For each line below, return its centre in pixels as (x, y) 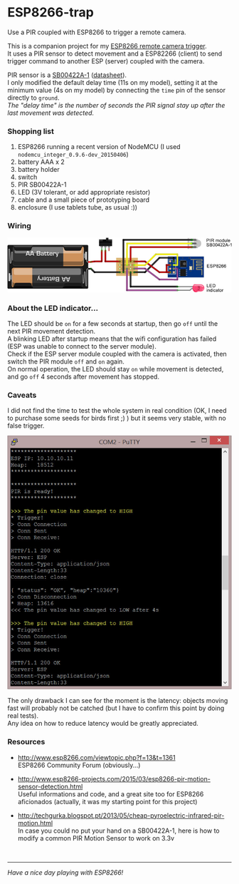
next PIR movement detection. (52, 331)
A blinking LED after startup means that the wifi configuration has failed (112, 339)
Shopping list (31, 131)
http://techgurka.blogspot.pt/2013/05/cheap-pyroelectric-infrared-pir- (121, 815)
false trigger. (26, 426)
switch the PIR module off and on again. (66, 361)
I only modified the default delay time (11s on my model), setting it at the (113, 82)
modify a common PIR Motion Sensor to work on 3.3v (96, 838)
